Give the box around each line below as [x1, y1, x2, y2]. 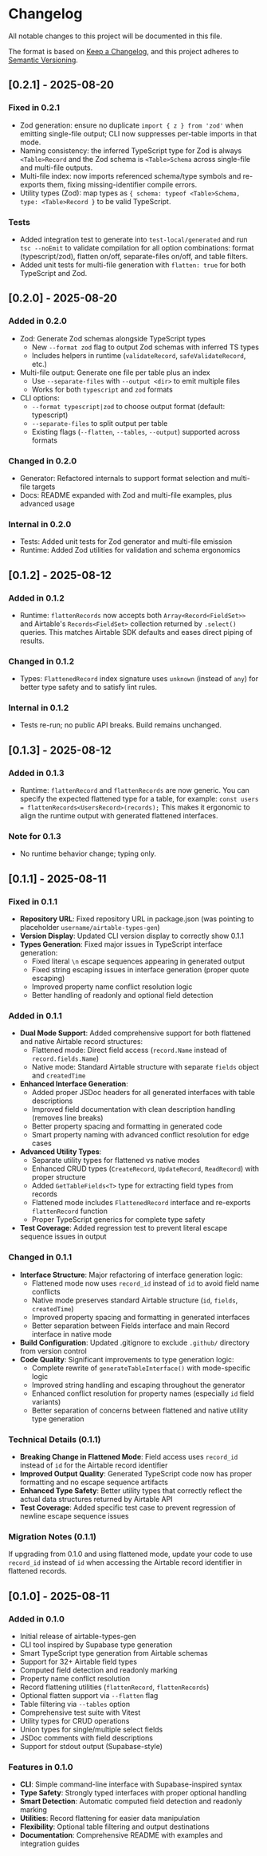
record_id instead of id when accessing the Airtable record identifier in [8, 1558, 242, 1567]
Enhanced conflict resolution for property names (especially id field [31, 1389, 254, 1398]
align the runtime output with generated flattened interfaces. [19, 811, 218, 821]
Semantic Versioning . [8, 55, 78, 65]
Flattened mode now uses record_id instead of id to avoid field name [31, 1278, 260, 1288]
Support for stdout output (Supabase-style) [19, 1742, 163, 1752]
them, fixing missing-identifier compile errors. [46, 179, 198, 189]
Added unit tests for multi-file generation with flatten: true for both [19, 260, 246, 270]
